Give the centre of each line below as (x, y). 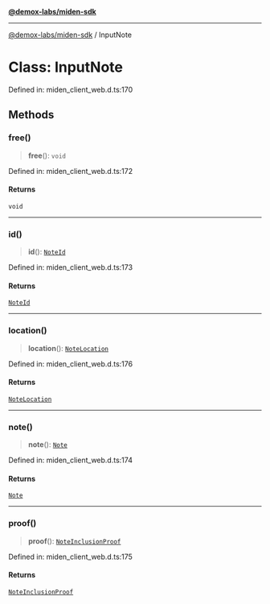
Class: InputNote (65, 67)
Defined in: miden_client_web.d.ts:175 (70, 556)
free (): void (47, 155)
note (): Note (48, 445)
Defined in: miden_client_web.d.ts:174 (70, 460)
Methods (31, 115)
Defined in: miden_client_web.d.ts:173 (71, 267)
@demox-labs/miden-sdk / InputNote (70, 35)
